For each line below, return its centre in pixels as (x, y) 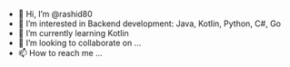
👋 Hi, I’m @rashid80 (55, 14)
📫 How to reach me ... (60, 53)
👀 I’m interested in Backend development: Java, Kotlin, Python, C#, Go (150, 24)
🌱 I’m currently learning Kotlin (73, 33)
